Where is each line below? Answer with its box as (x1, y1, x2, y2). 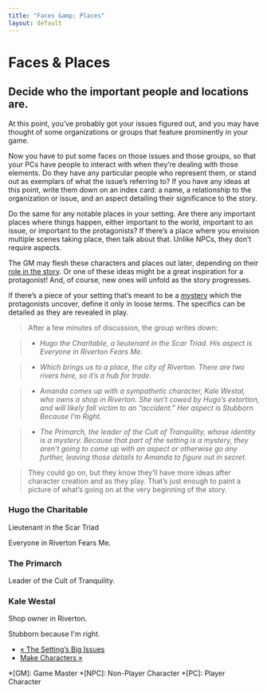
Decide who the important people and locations (8, 85, 249, 99)
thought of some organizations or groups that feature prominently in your (8, 127, 249, 136)
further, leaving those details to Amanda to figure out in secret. (39, 452, 247, 462)
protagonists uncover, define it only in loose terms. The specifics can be (8, 299, 245, 308)
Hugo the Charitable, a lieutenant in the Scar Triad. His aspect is (39, 338, 253, 347)
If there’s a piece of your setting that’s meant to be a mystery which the (8, 290, 241, 300)
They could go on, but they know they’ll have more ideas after (27, 468, 231, 477)
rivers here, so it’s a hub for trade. (39, 370, 152, 380)
